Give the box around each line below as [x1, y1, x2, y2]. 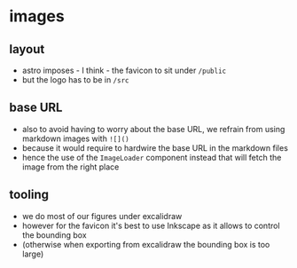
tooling [9, 187, 49, 202]
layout [9, 42, 45, 57]
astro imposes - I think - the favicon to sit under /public [21, 65, 227, 75]
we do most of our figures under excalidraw [21, 210, 183, 221]
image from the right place [21, 162, 120, 172]
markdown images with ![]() [21, 133, 130, 144]
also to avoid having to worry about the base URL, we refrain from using [21, 123, 285, 134]
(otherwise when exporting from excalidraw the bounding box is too [21, 239, 270, 249]
